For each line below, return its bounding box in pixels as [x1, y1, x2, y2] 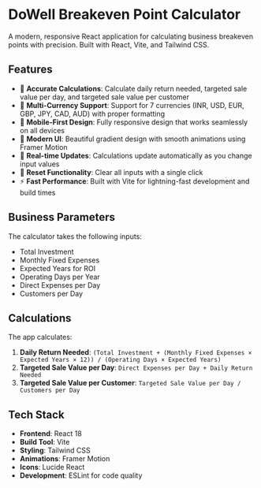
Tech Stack [8, 408, 65, 421]
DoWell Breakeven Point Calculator [8, 6, 241, 24]
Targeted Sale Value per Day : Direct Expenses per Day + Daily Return [19, 363, 253, 372]
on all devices [19, 125, 65, 135]
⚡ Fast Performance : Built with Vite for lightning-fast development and [19, 176, 250, 186]
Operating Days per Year [19, 272, 100, 281]
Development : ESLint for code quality [19, 471, 143, 480]
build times [19, 188, 56, 197]
